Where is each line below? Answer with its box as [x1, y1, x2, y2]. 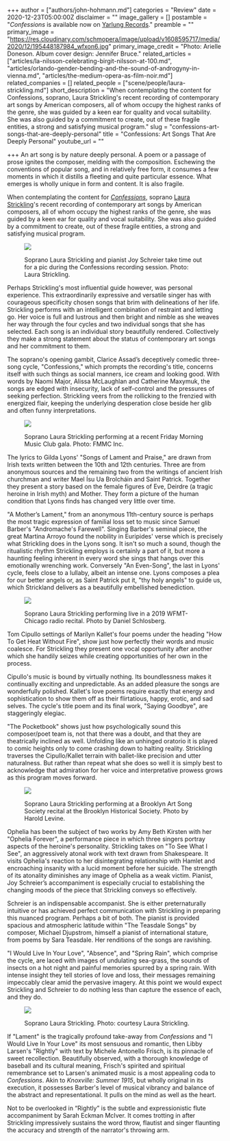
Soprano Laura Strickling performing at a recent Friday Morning [24, 433, 203, 440]
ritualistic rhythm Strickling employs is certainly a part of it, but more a [7, 547, 205, 555]
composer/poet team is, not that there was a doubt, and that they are [7, 730, 202, 738]
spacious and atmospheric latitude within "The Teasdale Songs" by [7, 921, 196, 929]
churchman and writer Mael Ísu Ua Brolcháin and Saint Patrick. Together [7, 475, 211, 483]
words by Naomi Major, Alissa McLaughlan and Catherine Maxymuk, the [7, 377, 210, 385]
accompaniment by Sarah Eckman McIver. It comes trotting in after [7, 1111, 196, 1119]
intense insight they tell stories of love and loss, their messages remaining [7, 971, 216, 979]
